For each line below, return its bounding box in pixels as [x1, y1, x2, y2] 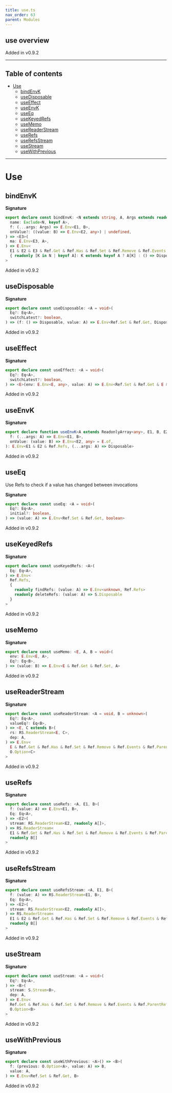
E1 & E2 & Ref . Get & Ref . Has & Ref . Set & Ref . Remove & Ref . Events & [10, 916, 159, 921]
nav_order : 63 [5, 12, 36, 17]
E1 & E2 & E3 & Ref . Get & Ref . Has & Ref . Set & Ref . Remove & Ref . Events [10, 248, 166, 254]
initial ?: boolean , [10, 511, 52, 516]
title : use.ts [5, 7, 36, 13]
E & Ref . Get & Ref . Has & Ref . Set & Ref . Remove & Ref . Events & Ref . [10, 744, 157, 749]
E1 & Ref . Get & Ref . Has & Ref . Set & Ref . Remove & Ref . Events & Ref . [10, 830, 159, 836]
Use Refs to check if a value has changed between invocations [5, 482, 138, 488]
